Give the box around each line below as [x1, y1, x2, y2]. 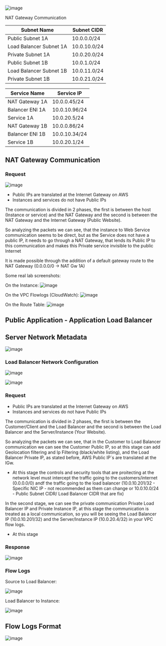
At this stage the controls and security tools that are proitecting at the [12, 469, 155, 476]
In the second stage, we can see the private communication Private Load [5, 500, 155, 506]
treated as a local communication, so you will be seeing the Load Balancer [5, 511, 157, 517]
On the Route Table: [5, 302, 46, 308]
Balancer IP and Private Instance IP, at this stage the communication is [5, 505, 149, 511]
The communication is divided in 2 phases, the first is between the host [5, 206, 151, 212]
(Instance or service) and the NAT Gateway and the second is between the [5, 212, 158, 218]
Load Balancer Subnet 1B [7, 67, 67, 74]
